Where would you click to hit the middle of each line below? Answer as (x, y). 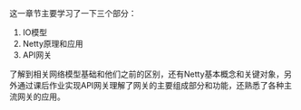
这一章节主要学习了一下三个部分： (73, 13)
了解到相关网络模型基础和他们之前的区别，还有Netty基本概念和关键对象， (147, 74)
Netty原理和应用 (53, 44)
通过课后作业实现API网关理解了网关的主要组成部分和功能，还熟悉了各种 (150, 85)
